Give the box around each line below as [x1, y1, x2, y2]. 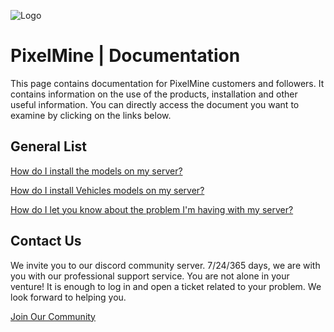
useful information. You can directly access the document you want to [10, 98, 300, 110]
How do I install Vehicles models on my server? [10, 184, 205, 196]
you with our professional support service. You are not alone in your [10, 270, 290, 282]
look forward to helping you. [10, 291, 127, 303]
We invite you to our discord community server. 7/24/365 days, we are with [10, 259, 321, 271]
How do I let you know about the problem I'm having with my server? [10, 203, 294, 215]
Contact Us [10, 233, 82, 250]
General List [10, 138, 87, 155]
